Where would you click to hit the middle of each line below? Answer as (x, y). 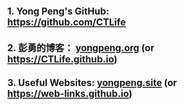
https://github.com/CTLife (67, 23)
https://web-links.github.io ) (70, 94)
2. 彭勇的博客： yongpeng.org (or (81, 48)
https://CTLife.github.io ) (63, 59)
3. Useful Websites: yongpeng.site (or (92, 83)
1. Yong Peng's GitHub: (58, 12)
